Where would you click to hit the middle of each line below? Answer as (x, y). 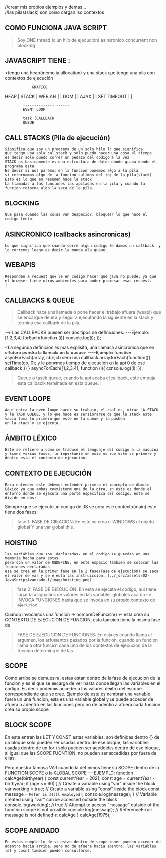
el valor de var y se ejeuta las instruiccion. (55, 576)
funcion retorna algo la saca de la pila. (50, 188)
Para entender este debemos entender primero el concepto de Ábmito (77, 485)
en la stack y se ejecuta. (33, 423)
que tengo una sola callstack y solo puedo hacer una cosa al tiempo (79, 153)
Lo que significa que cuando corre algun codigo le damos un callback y (83, 246)
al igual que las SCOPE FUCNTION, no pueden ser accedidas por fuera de (81, 753)
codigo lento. (20, 219)
